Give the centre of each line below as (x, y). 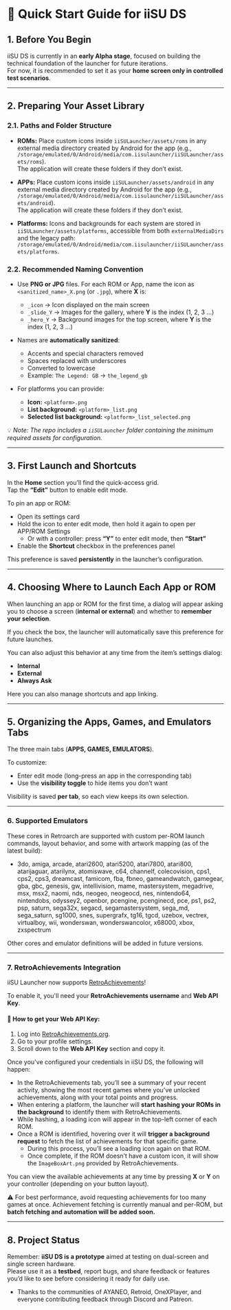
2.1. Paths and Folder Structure (59, 125)
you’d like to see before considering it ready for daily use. (89, 1279)
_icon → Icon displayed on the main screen (88, 304)
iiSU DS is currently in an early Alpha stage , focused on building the (104, 56)
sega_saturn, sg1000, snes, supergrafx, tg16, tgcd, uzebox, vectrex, (113, 915)
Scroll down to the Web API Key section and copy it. (91, 1049)
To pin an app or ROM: (39, 503)
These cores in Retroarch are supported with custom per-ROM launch (106, 835)
